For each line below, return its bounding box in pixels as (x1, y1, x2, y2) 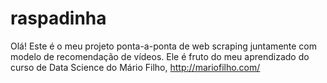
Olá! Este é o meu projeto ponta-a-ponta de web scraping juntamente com (10, 40, 318, 52)
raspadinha (10, 7, 107, 30)
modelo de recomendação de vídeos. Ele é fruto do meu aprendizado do (10, 50, 310, 62)
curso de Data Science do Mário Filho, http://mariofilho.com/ (10, 61, 261, 73)
